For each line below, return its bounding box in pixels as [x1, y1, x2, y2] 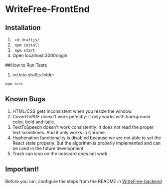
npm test [5, 81, 23, 86]
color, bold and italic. [12, 119, 56, 125]
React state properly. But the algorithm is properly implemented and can [12, 140, 161, 146]
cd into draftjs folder [12, 72, 55, 78]
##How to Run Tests [5, 62, 47, 68]
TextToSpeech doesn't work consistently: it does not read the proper [12, 124, 154, 130]
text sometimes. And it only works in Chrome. [12, 129, 106, 135]
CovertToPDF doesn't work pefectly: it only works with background [12, 113, 151, 119]
